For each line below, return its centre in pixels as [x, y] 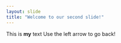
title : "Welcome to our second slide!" [55, 17]
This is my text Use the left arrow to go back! [61, 34]
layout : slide [24, 11]
